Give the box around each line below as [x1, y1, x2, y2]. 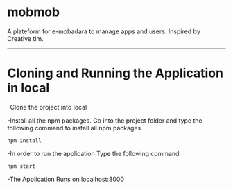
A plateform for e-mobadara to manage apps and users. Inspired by [7, 27, 201, 35]
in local [7, 80, 50, 96]
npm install [7, 137, 42, 144]
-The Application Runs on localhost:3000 [7, 175, 125, 183]
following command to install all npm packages [7, 123, 141, 132]
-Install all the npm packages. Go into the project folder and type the [7, 116, 202, 125]
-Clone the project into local [7, 103, 87, 111]
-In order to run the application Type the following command [7, 149, 180, 157]
